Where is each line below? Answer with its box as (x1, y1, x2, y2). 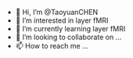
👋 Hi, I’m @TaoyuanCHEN (15, 8, 99, 16)
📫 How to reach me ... (15, 42, 88, 50)
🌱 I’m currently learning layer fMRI (15, 24, 126, 33)
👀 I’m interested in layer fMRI (15, 16, 109, 25)
